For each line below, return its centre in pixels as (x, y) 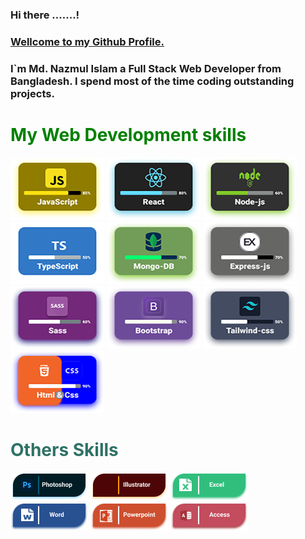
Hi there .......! (45, 15)
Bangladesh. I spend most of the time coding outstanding (152, 81)
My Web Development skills (128, 134)
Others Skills (64, 449)
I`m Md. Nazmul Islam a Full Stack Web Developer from (146, 68)
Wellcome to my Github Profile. (87, 41)
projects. (32, 93)
